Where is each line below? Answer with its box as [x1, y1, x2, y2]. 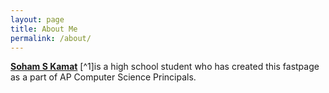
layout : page [10, 14, 65, 25]
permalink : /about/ [10, 33, 92, 43]
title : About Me [10, 24, 78, 34]
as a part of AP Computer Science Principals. [10, 71, 197, 83]
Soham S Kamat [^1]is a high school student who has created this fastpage [10, 61, 320, 73]
